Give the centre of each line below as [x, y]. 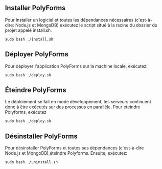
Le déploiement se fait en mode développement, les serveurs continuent [78, 102]
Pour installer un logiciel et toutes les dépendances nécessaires [69, 20]
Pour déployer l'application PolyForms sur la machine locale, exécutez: [76, 66]
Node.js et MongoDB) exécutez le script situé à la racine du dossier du [86, 25]
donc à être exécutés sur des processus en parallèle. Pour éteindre [73, 107]
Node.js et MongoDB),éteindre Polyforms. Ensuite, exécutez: [66, 153]
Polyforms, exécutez [26, 112]
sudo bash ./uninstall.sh [31, 162]
